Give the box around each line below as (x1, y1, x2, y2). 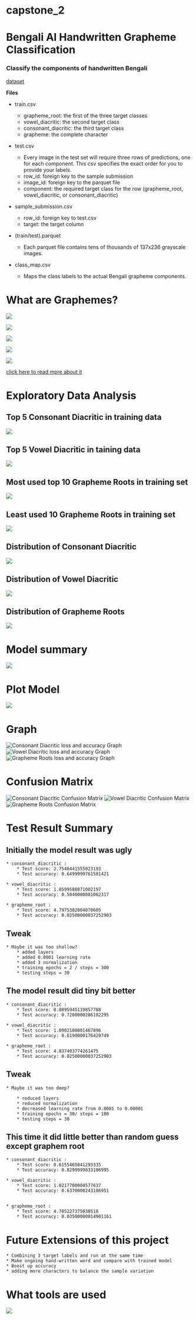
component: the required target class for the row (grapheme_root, (23, 185, 184, 192)
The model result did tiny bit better (6, 986, 136, 996)
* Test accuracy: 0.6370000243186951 (16, 1188, 109, 1194)
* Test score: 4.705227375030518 (16, 1208, 99, 1214)
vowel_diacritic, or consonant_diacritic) (23, 191, 118, 198)
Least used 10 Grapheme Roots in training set (6, 509, 175, 520)
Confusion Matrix (6, 775, 94, 788)
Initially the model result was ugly (6, 845, 132, 855)
